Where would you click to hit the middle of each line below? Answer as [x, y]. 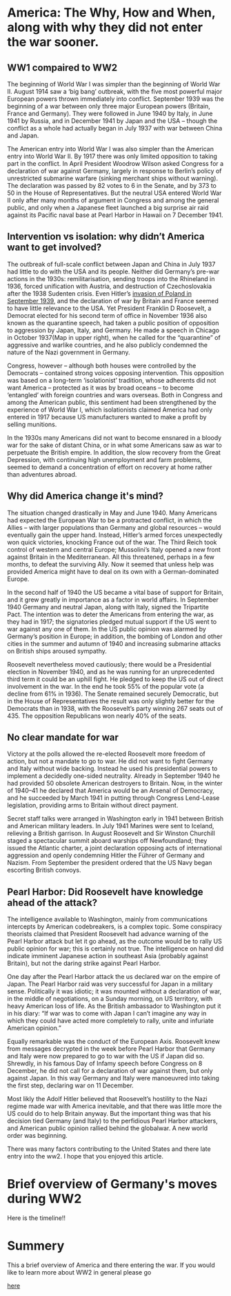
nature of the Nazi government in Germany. [69, 352]
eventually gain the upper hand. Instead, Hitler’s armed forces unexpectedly [115, 535]
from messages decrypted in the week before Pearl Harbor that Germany [111, 1049]
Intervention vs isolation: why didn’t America [106, 237]
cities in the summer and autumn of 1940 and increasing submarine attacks [114, 643]
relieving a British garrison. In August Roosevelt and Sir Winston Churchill [111, 833]
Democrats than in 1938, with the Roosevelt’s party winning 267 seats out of [115, 708]
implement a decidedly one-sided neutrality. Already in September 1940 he [114, 776]
